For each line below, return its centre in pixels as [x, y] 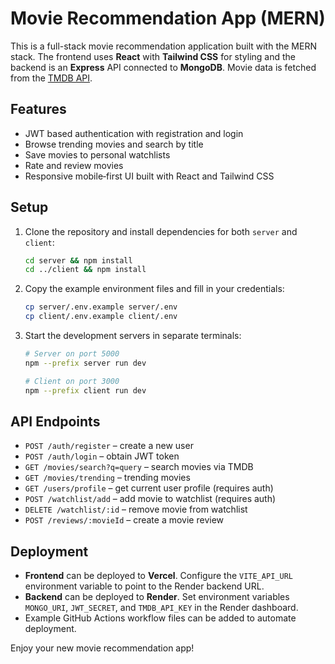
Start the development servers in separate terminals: [133, 336]
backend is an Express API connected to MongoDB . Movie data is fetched [163, 67]
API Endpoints [55, 421]
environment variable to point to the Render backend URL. [144, 586]
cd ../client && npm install [85, 270]
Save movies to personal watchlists [97, 154]
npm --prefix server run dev [85, 363]
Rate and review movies [74, 165]
